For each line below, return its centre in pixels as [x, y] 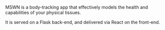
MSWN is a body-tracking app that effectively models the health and [77, 7]
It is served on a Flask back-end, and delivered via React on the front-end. [83, 22]
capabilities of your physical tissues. [43, 12]
